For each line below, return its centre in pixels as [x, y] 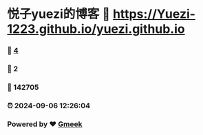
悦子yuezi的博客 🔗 [59, 14]
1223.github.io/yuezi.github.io [96, 29]
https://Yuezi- [154, 14]
